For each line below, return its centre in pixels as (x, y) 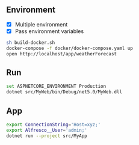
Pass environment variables (49, 31)
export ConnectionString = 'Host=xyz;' (54, 125)
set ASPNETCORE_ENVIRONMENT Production (56, 87)
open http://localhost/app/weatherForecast (62, 54)
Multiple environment (41, 24)
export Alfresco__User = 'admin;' (47, 130)
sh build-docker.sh (31, 42)
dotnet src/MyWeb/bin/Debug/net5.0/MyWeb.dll (64, 92)
